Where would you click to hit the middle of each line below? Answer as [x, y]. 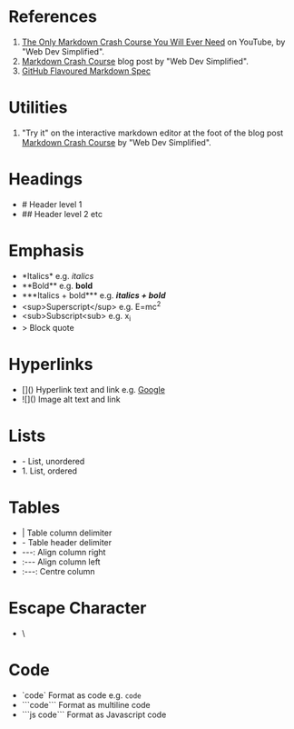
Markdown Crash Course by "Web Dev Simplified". [117, 142]
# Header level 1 [52, 204]
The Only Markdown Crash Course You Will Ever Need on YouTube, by [153, 42]
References [53, 17]
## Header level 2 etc [62, 214]
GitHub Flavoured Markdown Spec [86, 71]
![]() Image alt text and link [71, 399]
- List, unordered [53, 462]
